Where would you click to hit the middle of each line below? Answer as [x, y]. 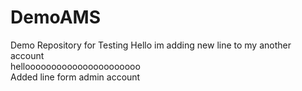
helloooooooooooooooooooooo [75, 66]
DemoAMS [56, 17]
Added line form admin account [75, 77]
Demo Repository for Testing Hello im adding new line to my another [151, 45]
